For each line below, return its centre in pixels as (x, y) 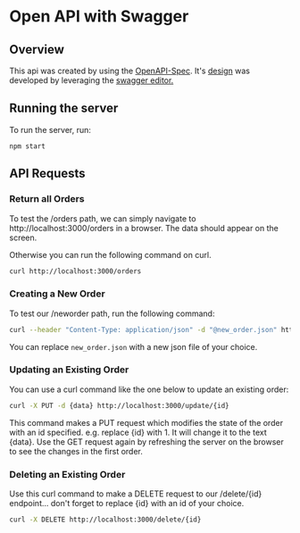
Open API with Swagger (99, 17)
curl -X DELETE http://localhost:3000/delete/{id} (105, 520)
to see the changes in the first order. (76, 451)
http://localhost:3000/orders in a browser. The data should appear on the (144, 228)
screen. (23, 237)
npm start (28, 146)
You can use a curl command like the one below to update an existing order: (149, 389)
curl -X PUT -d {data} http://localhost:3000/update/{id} (119, 405)
